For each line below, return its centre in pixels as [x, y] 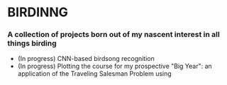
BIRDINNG [38, 12]
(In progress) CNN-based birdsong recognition [86, 59]
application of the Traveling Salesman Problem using [94, 74]
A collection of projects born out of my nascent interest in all [113, 35]
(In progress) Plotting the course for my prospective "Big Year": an [115, 66]
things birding [32, 43]
